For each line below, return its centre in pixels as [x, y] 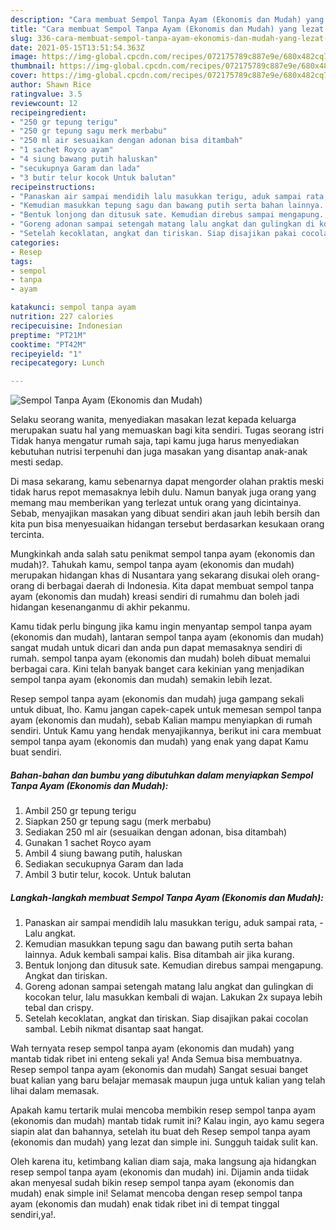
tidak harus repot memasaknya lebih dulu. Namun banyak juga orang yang [163, 492]
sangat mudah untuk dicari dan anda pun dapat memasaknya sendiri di [156, 648]
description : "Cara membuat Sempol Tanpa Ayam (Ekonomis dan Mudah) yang [167, 19]
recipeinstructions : [53, 187]
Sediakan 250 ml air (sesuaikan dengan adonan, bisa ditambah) [156, 832]
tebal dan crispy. [59, 1008]
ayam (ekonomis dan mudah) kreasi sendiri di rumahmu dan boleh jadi [155, 597]
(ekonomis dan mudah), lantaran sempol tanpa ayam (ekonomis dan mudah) [167, 637]
